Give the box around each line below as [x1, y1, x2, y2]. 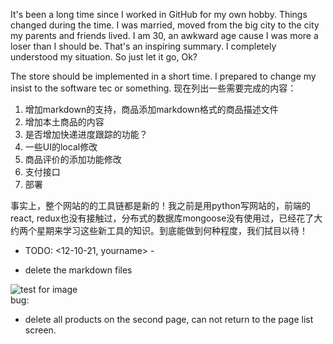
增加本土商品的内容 [24, 116, 105, 128]
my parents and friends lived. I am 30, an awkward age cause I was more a [10, 30, 319, 41]
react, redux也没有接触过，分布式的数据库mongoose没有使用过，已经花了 [10, 212, 315, 224]
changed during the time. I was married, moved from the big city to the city [10, 19, 320, 31]
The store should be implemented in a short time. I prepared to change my [10, 70, 317, 82]
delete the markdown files [24, 264, 133, 276]
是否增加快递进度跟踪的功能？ [24, 129, 148, 140]
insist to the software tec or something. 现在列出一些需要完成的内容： [10, 82, 297, 94]
